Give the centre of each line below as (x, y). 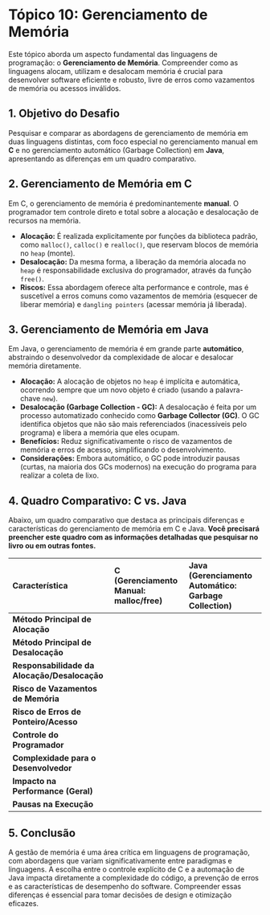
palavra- (229, 390)
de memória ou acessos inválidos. (65, 88)
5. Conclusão (42, 833)
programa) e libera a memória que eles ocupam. (100, 433)
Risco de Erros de (47, 712)
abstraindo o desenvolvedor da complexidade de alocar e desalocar (121, 357)
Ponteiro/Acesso (45, 722)
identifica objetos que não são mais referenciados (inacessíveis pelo (133, 425)
